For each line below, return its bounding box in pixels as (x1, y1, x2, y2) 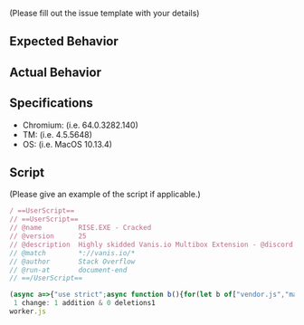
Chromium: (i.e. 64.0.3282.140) (22, 119, 138, 130)
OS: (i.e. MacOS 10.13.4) (22, 139, 113, 149)
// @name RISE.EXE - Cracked (9, 224, 152, 233)
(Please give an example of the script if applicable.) (9, 189, 201, 200)
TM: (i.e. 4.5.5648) (22, 129, 93, 139)
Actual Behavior (9, 64, 102, 80)
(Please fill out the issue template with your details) (9, 8, 200, 18)
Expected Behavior (9, 33, 119, 49)
